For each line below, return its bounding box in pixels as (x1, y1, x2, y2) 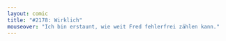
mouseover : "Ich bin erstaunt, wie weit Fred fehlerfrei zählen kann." (7, 23, 220, 30)
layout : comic (7, 10, 49, 17)
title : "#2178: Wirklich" (7, 17, 82, 24)
